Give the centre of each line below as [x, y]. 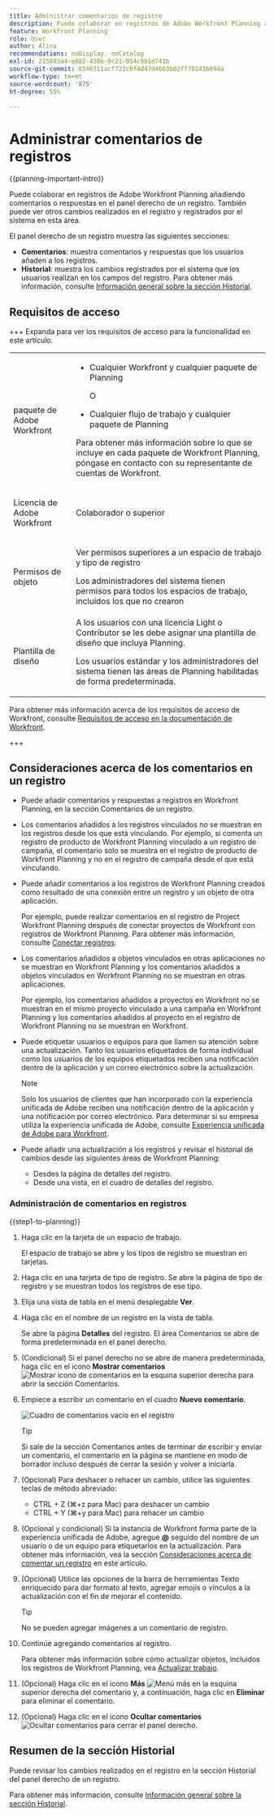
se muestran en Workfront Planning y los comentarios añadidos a [130, 967]
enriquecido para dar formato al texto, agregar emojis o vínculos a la [135, 1587]
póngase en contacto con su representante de [164, 463]
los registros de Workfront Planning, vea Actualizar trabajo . [120, 1667]
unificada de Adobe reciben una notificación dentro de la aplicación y [137, 1108]
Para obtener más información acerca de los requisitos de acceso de [125, 709]
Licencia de [35, 503]
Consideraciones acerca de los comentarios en [131, 768]
